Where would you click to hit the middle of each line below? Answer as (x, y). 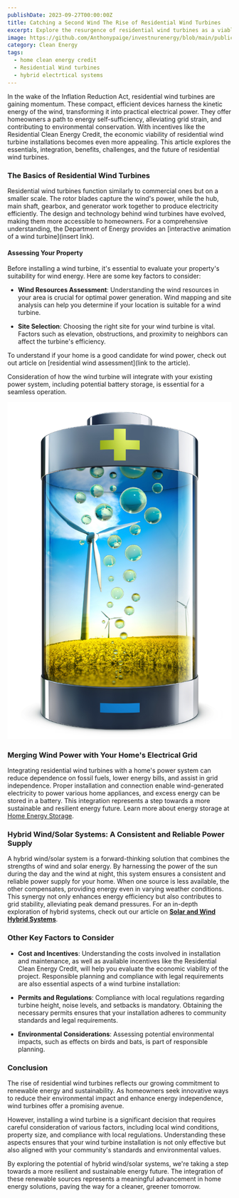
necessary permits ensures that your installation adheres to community (122, 1013)
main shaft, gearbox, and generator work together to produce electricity (113, 206)
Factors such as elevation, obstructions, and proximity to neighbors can (123, 334)
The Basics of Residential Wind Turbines (79, 175)
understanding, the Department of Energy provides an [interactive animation (119, 229)
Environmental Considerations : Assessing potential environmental (116, 1034)
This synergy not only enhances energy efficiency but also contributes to (115, 897)
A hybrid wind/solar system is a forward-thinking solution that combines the (118, 859)
